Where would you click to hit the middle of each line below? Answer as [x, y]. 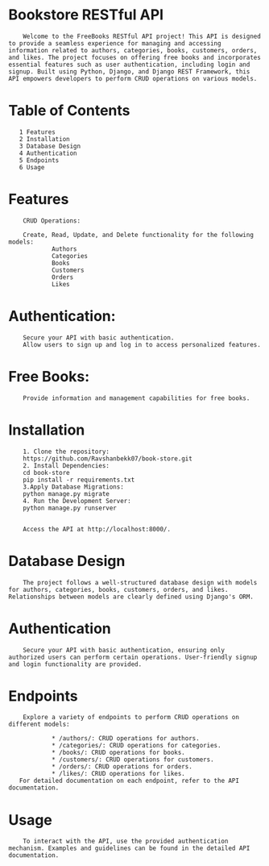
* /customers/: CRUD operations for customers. [133, 760]
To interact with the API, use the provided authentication [126, 841]
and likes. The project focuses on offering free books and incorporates [135, 57]
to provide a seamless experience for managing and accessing [115, 43]
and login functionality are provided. [75, 664]
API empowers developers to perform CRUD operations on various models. [133, 78]
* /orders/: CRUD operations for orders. [122, 767]
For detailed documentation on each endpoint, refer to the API [129, 781]
